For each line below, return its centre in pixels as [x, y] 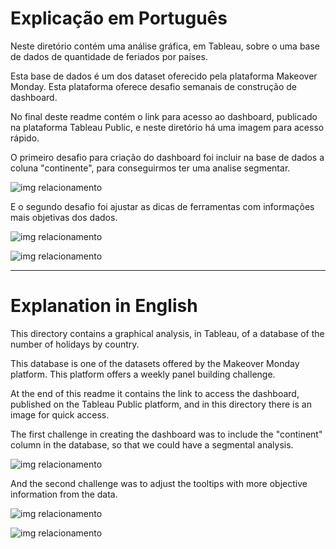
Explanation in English [104, 306]
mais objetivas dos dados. [64, 217]
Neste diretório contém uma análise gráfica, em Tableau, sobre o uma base [165, 46]
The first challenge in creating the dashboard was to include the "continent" [166, 434]
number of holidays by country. [75, 344]
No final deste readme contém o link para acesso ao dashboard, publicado [164, 116]
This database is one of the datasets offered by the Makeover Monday [155, 363]
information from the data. [64, 494]
